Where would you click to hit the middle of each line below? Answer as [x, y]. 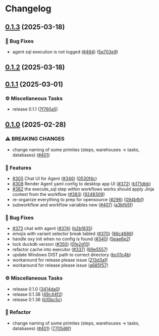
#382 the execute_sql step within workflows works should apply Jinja [83, 189]
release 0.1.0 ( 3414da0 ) [36, 289]
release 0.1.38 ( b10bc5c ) [37, 299]
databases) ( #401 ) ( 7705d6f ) [42, 328]
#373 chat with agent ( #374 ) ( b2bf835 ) [52, 228]
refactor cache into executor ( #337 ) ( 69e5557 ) [60, 250]
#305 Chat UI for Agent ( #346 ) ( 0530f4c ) [55, 178]
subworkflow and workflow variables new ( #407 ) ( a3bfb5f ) [73, 205]
